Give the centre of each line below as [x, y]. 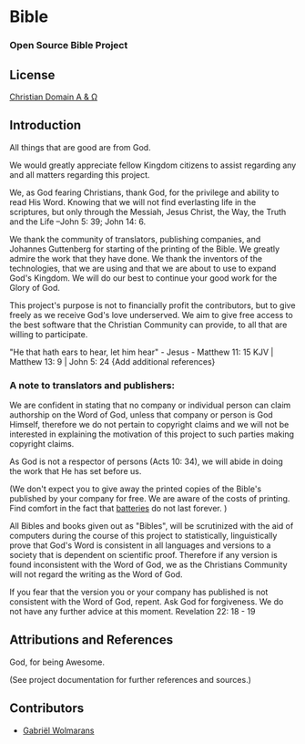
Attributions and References [91, 640]
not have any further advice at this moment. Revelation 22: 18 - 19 [132, 612]
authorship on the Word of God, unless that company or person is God [141, 415]
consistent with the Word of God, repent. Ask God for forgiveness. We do [147, 602]
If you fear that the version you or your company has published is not [139, 592]
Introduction [46, 125]
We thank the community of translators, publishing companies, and [135, 239]
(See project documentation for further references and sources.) [131, 679]
